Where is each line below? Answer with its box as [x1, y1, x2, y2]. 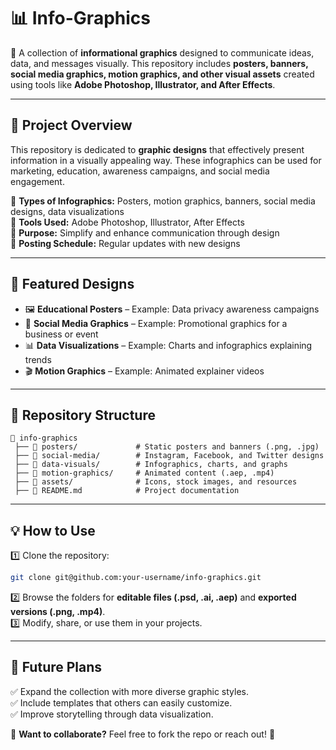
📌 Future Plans [10, 659, 103, 676]
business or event [24, 328, 99, 340]
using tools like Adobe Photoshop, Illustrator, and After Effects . [10, 78, 276, 90]
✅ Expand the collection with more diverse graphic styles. [10, 685, 250, 697]
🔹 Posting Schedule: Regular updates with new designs [10, 237, 241, 249]
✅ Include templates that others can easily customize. [10, 696, 233, 709]
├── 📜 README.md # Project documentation [14, 486, 240, 496]
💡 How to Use [10, 522, 96, 539]
